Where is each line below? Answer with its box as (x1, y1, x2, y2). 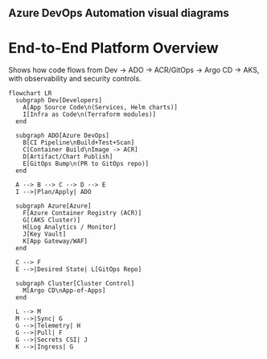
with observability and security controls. (8, 74, 142, 84)
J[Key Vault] (23, 230, 67, 238)
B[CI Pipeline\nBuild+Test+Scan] (23, 138, 135, 147)
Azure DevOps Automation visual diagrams (8, 6, 229, 20)
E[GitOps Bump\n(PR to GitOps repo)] (23, 160, 150, 168)
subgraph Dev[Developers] (15, 97, 103, 105)
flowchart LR (8, 89, 52, 97)
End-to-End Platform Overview (8, 39, 219, 57)
